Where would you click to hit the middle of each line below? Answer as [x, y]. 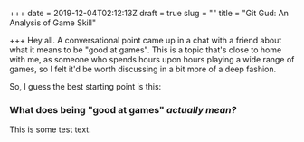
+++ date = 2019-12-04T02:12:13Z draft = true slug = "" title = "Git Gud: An [149, 13]
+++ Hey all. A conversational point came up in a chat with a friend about [146, 40]
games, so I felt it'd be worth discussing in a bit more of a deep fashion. [143, 69]
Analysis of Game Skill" [53, 23]
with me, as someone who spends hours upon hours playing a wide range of [152, 59]
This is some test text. [51, 129]
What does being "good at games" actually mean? [123, 109]
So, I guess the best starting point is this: [85, 86]
